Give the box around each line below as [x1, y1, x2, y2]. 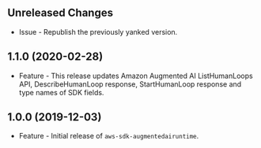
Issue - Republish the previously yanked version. [18, 27, 178, 36]
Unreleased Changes [7, 6, 114, 20]
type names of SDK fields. [18, 87, 104, 97]
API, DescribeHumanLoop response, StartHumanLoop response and [18, 79, 242, 89]
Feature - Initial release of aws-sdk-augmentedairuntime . [18, 131, 199, 141]
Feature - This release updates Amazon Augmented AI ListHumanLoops [18, 71, 254, 80]
